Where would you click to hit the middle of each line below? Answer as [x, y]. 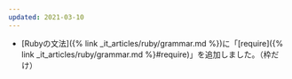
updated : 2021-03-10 [47, 17]
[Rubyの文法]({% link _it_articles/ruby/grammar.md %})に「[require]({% [152, 43]
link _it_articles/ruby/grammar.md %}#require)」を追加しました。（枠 [146, 54]
